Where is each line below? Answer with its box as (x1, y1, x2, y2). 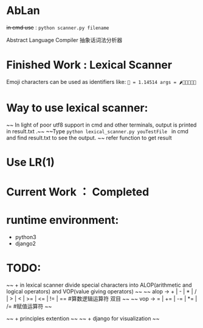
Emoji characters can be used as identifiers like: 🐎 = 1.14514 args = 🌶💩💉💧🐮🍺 (6, 78, 196, 85)
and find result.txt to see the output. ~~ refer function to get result (6, 134, 172, 141)
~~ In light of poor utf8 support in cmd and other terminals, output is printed (6, 121, 197, 128)
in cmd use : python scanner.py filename (6, 24, 109, 31)
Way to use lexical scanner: (6, 101, 148, 115)
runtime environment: (6, 214, 119, 227)
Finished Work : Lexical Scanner (6, 58, 172, 72)
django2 (15, 240, 36, 247)
